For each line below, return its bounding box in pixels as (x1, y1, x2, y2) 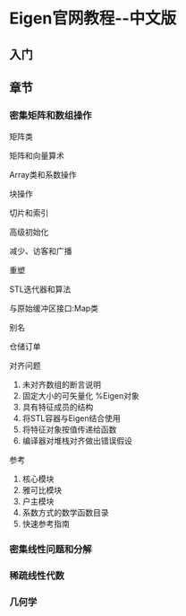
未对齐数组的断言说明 (21, 379, 101, 391)
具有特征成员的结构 (21, 401, 94, 413)
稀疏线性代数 (9, 569, 65, 582)
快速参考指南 (21, 518, 70, 530)
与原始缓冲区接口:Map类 (9, 303, 99, 314)
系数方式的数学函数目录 (21, 507, 109, 518)
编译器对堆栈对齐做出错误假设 (21, 436, 132, 446)
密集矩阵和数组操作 (9, 109, 92, 121)
